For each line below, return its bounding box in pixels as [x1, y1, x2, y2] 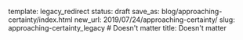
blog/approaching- [161, 7, 223, 16]
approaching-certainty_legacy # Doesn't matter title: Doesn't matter [8, 24, 227, 32]
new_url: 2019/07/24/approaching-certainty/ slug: [74, 15, 235, 24]
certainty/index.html [8, 15, 73, 24]
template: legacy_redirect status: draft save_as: [8, 7, 161, 16]
